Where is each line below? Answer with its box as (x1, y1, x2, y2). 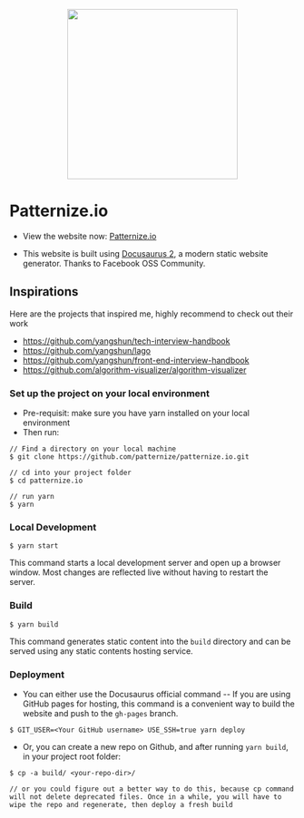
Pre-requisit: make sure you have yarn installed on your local (22, 408, 250, 419)
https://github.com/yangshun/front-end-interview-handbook (22, 355, 250, 365)
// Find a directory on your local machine (9, 444, 177, 453)
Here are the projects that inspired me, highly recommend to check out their (9, 308, 293, 319)
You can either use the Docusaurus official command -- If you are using (22, 688, 291, 699)
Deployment (9, 667, 65, 680)
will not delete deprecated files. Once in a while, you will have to (9, 792, 282, 802)
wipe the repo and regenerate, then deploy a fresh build (9, 800, 233, 809)
